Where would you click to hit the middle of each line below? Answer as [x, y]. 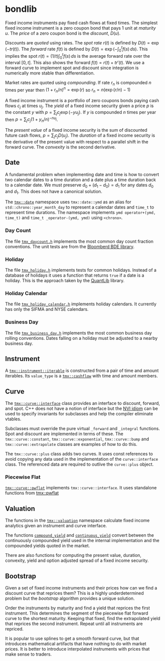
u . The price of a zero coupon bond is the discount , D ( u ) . [63, 33]
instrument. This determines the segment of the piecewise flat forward [77, 613]
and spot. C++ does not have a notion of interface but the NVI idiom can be [82, 408]
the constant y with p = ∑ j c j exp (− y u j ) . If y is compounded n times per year [81, 113]
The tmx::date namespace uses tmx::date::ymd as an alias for [68, 202]
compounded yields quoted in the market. [48, 546]
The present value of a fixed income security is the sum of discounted [76, 130]
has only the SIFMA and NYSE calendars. [47, 309]
